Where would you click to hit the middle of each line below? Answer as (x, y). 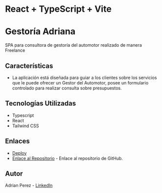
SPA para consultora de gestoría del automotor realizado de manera (73, 45)
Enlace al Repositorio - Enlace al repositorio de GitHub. (68, 158)
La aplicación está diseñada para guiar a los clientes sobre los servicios (84, 78)
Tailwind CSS (25, 126)
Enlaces (18, 141)
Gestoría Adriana (40, 32)
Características (29, 66)
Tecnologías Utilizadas (41, 103)
